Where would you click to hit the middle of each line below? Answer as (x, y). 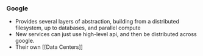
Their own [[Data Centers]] (49, 47)
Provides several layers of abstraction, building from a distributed (97, 22)
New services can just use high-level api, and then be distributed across (106, 34)
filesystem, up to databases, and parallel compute (78, 28)
